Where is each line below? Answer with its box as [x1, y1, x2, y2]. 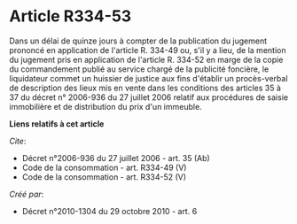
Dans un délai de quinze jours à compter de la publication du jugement [9, 35, 268, 46]
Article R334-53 [9, 6, 132, 27]
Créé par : [9, 189, 44, 199]
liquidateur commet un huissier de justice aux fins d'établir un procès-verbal [9, 73, 288, 83]
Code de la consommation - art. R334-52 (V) [21, 171, 187, 182]
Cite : [9, 135, 27, 146]
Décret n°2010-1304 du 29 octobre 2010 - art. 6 [21, 205, 198, 216]
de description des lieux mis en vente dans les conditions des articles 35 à [9, 82, 282, 93]
